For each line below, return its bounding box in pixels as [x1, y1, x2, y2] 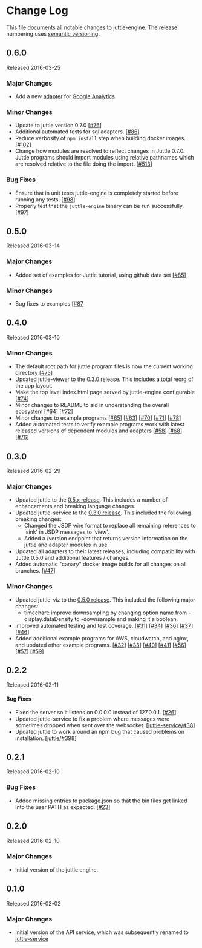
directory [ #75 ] [15, 369, 53, 377]
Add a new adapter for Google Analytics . [15, 93, 117, 100]
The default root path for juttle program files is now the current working [15, 363, 194, 370]
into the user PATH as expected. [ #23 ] [15, 803, 111, 810]
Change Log [6, 4, 68, 18]
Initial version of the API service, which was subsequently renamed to [15, 929, 189, 936]
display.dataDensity [24, 615, 74, 622]
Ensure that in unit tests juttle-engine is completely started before [15, 189, 178, 197]
